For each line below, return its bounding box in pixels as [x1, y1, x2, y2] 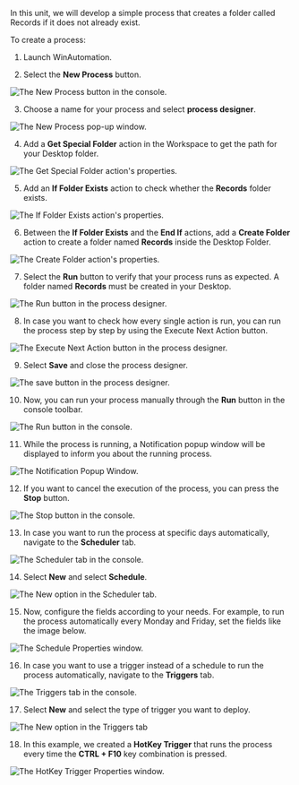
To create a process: [10, 35, 86, 45]
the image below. [22, 625, 87, 635]
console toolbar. [22, 404, 83, 415]
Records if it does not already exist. [10, 17, 141, 28]
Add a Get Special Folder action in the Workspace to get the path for [22, 139, 278, 149]
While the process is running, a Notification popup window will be [22, 439, 266, 449]
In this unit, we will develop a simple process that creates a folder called [10, 8, 276, 18]
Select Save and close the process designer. [22, 360, 189, 370]
